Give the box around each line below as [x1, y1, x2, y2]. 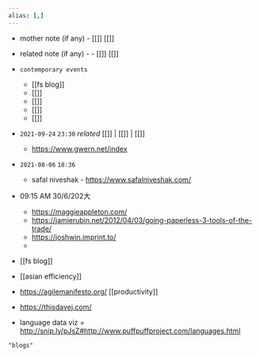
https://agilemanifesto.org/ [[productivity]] [19, 286, 159, 296]
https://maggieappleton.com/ [31, 207, 128, 217]
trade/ [31, 224, 52, 233]
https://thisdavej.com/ [19, 302, 93, 312]
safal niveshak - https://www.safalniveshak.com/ [31, 175, 192, 184]
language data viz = [19, 317, 85, 327]
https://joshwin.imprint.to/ [31, 232, 117, 242]
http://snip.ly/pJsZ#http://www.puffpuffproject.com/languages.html [19, 326, 241, 336]
